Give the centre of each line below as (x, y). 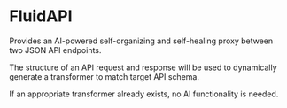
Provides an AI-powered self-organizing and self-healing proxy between (141, 41)
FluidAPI (41, 16)
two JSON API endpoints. (55, 50)
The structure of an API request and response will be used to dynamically (143, 67)
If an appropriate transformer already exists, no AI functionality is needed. (144, 94)
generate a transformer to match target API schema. (104, 76)
